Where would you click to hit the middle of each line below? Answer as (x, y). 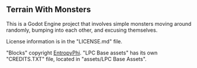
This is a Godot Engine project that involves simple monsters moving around (99, 23)
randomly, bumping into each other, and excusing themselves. (82, 30)
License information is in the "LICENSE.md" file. (64, 41)
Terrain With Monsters (49, 10)
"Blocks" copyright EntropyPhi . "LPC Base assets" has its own (82, 53)
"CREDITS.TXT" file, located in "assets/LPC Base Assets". (76, 59)
